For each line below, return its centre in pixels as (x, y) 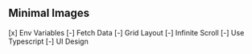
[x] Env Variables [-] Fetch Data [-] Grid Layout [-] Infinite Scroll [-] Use (126, 32)
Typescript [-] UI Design (48, 41)
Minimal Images (49, 13)
